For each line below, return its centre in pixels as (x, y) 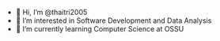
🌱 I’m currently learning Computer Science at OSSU (100, 29)
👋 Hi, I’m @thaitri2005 (51, 12)
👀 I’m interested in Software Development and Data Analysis (114, 20)
